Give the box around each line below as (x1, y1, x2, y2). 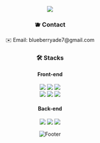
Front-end (37, 70, 63, 77)
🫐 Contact (34, 20, 66, 28)
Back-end (38, 105, 62, 112)
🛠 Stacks (36, 54, 64, 62)
